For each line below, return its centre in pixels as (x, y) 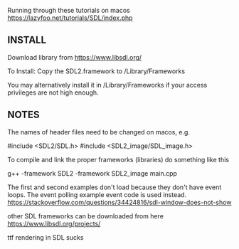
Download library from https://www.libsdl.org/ (75, 57)
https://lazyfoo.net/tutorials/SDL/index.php (70, 18)
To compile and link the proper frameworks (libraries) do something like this (118, 159)
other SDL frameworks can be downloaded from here (85, 216)
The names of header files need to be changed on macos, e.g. (99, 132)
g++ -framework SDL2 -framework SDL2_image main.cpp (92, 173)
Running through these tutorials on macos (69, 10)
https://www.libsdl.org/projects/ (54, 223)
